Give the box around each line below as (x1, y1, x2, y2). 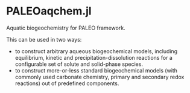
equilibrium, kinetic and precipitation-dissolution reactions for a (14, 54, 173, 61)
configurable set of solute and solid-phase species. (14, 60, 144, 68)
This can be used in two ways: (6, 36, 82, 43)
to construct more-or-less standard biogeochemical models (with (14, 66, 178, 74)
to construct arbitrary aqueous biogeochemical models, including (14, 47, 178, 55)
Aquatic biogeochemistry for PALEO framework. (6, 24, 125, 31)
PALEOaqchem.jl (6, 4, 92, 18)
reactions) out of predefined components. (14, 80, 119, 87)
